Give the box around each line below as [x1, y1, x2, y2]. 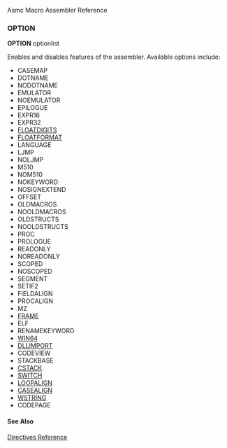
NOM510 [17, 171, 43, 179]
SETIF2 [17, 282, 38, 290]
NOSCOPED [17, 267, 52, 276]
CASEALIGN [17, 386, 53, 395]
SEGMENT [17, 274, 48, 283]
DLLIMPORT [17, 342, 53, 350]
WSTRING [17, 393, 47, 402]
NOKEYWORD [17, 178, 58, 186]
